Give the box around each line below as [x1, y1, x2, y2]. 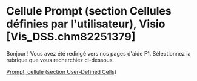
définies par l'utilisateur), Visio [6, 17, 165, 31]
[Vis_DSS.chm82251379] [6, 30, 136, 44]
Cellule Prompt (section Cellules [6, 4, 172, 18]
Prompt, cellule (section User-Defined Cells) [6, 68, 117, 75]
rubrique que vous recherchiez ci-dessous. [6, 56, 114, 63]
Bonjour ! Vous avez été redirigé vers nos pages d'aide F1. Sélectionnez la [6, 50, 191, 57]
